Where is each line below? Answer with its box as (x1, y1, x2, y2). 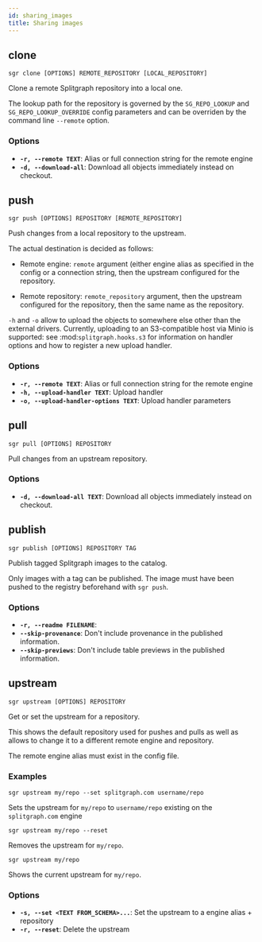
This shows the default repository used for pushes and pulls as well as (8, 727, 239, 736)
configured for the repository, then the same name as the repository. (19, 300, 245, 310)
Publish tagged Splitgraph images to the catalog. (8, 558, 168, 568)
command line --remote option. (8, 116, 110, 126)
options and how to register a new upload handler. (8, 341, 173, 351)
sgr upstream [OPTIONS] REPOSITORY (8, 697, 126, 706)
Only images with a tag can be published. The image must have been (8, 573, 234, 583)
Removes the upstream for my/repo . (8, 840, 125, 851)
